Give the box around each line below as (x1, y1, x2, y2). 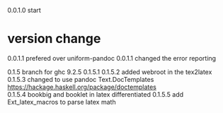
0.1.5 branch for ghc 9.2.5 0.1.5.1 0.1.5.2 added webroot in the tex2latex (7, 67, 212, 76)
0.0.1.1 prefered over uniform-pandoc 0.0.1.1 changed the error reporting (7, 54, 217, 62)
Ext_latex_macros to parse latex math (7, 97, 116, 106)
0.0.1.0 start (7, 6, 41, 14)
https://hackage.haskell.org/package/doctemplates (7, 83, 157, 91)
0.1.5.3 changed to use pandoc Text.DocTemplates (7, 75, 154, 83)
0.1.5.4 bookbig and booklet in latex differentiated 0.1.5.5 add (7, 90, 184, 98)
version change (7, 31, 101, 47)
